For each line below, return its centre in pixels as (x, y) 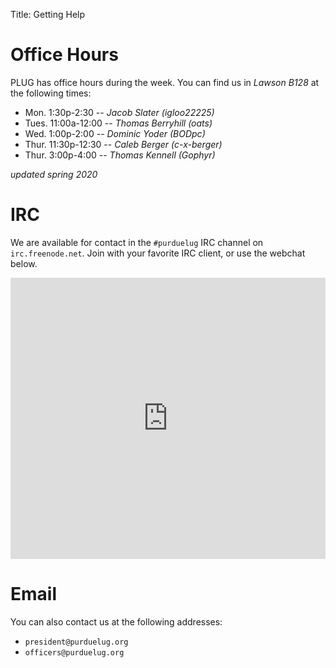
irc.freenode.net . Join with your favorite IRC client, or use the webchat (158, 253)
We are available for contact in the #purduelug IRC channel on (137, 242)
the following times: (51, 93)
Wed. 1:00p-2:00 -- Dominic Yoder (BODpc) (115, 133)
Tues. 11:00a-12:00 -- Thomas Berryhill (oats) (118, 123)
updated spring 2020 (54, 174)
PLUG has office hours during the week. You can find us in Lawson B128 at (165, 82)
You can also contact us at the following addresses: (116, 621)
